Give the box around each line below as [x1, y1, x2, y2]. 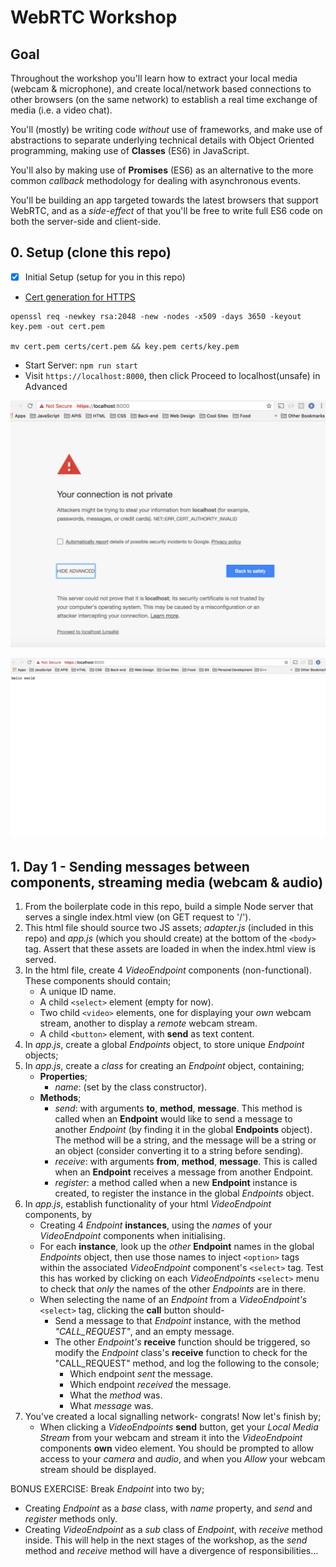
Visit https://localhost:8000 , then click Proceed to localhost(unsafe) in [24, 369, 321, 381]
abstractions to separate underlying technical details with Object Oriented [10, 134, 315, 146]
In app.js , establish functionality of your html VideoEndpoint [24, 1198, 272, 1210]
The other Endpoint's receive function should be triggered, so [54, 1336, 311, 1348]
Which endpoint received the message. [69, 1379, 232, 1391]
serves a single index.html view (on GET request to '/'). [24, 911, 252, 923]
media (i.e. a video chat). [10, 104, 113, 116]
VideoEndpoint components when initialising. [39, 1230, 226, 1242]
